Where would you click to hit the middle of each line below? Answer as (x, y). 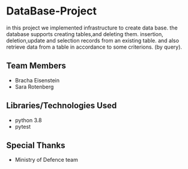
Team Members (36, 66)
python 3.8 (28, 120)
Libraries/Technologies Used (62, 106)
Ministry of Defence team (46, 160)
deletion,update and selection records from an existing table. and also (92, 40)
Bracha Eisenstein (37, 80)
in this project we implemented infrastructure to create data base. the (92, 28)
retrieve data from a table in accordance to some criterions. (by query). (94, 47)
